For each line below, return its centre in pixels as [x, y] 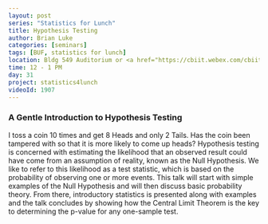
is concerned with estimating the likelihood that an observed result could [128, 151]
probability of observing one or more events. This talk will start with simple [131, 177]
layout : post [30, 16]
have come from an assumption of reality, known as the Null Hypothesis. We [134, 160]
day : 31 [21, 75]
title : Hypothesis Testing [53, 30]
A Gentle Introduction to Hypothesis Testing [95, 118]
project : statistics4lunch [53, 82]
